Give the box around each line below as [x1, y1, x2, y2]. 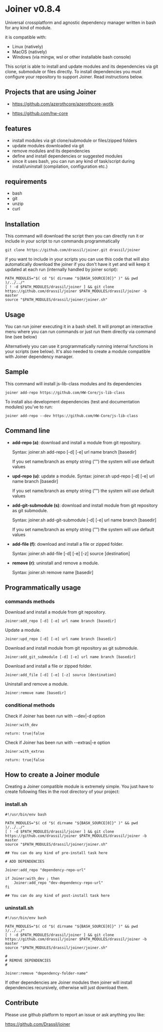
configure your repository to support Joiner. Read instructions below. [5, 74, 144, 79]
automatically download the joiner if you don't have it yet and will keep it [5, 261, 150, 267]
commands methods [5, 598, 55, 605]
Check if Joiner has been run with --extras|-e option [5, 739, 110, 745]
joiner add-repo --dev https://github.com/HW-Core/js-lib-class [5, 413, 138, 418]
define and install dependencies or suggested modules [12, 153, 123, 159]
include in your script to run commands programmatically [5, 238, 120, 244]
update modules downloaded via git [12, 142, 84, 148]
